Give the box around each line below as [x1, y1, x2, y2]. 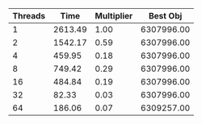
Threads [12, 10, 46, 21]
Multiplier [95, 10, 133, 21]
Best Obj [148, 10, 183, 21]
